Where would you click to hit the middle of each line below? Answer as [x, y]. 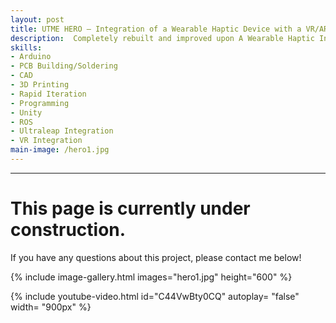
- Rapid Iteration [48, 94]
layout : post [37, 19]
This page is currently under [130, 208]
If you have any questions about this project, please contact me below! [156, 257]
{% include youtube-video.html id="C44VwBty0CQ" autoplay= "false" [155, 296]
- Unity [26, 112]
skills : [26, 47]
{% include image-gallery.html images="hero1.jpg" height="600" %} [151, 277]
